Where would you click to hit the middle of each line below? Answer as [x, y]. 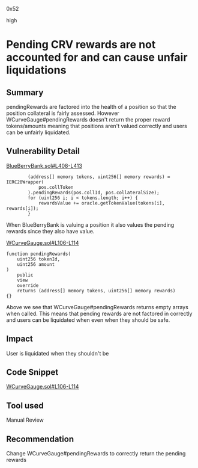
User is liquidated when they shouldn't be [58, 353]
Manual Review [25, 420]
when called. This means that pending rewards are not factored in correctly [99, 313]
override [28, 285]
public [25, 275]
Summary [25, 92]
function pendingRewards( [38, 254]
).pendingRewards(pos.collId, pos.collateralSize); [94, 192]
